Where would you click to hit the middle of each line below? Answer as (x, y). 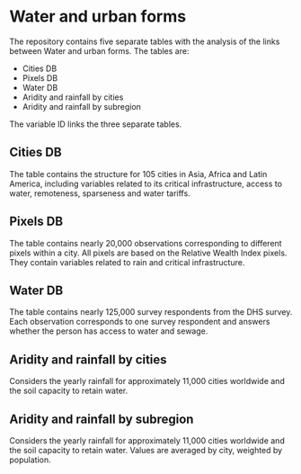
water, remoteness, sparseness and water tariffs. (100, 193)
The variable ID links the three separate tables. (96, 124)
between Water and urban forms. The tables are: (99, 50)
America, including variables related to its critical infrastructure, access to (146, 183)
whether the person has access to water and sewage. (109, 331)
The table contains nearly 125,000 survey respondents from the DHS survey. (151, 312)
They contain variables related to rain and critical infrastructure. (127, 262)
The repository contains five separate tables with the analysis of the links (145, 41)
